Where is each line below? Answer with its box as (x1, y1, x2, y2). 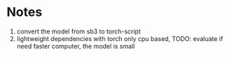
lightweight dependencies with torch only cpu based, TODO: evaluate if (16, 34, 224, 42)
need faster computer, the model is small (16, 42, 135, 50)
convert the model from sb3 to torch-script (16, 27, 141, 35)
